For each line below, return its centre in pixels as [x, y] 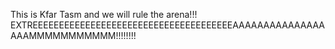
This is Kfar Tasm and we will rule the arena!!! [104, 14]
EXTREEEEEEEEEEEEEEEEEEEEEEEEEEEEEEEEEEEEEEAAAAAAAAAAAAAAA [167, 25]
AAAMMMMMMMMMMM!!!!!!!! [73, 35]
